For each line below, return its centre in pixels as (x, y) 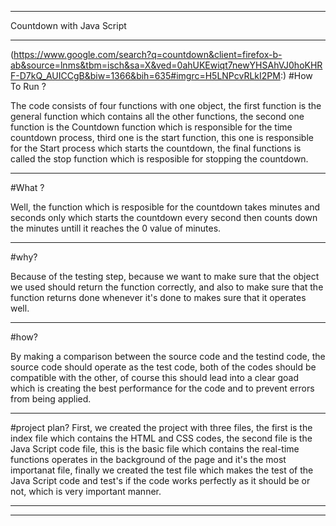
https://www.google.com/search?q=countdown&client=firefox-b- (148, 54)
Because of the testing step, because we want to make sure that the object (165, 276)
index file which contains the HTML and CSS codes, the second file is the (161, 438)
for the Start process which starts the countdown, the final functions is (156, 148)
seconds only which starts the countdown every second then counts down (164, 217)
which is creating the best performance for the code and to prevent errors (162, 388)
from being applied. (51, 399)
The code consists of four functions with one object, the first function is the (166, 105)
